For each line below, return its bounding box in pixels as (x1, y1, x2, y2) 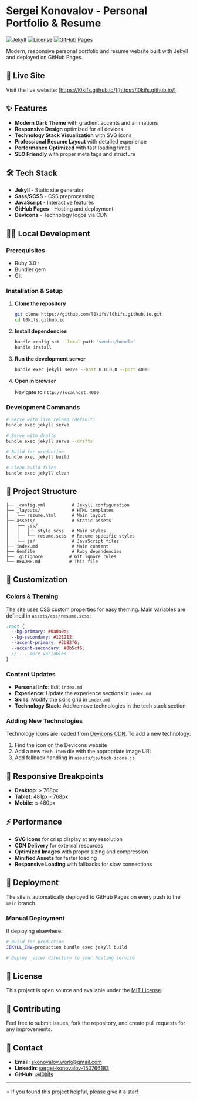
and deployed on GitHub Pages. (6, 54, 83, 61)
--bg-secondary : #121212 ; (11, 634, 75, 640)
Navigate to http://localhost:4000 (14, 388, 100, 395)
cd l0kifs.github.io (14, 317, 65, 323)
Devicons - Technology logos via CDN (14, 212, 108, 219)
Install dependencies (14, 328, 67, 335)
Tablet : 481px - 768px (14, 793, 69, 800)
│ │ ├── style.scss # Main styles (6, 528, 107, 533)
